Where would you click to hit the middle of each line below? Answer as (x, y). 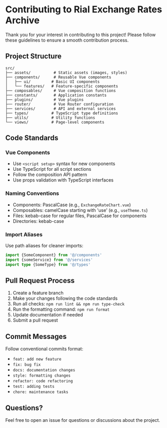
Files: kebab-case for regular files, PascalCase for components (80, 216)
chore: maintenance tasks (40, 392)
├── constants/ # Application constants (56, 95)
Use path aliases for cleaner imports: (44, 246)
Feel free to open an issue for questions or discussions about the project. (83, 420)
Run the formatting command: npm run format (61, 309)
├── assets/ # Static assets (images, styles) (66, 73)
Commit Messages (36, 336)
